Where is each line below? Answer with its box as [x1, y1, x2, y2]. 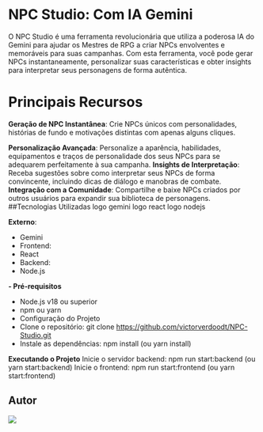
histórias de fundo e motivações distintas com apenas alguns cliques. [8, 127, 236, 137]
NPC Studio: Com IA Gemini [8, 6, 193, 24]
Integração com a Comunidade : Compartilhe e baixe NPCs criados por [8, 184, 241, 195]
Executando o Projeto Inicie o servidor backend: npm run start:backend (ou [8, 354, 256, 363]
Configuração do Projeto [19, 313, 101, 323]
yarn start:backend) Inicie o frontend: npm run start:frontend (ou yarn [8, 362, 235, 372]
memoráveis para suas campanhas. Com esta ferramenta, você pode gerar [8, 48, 253, 58]
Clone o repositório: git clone [19, 322, 115, 332]
